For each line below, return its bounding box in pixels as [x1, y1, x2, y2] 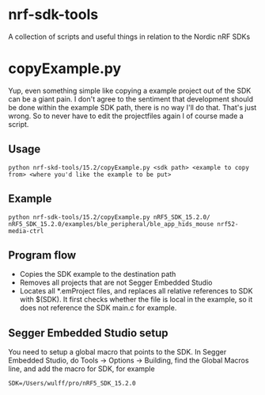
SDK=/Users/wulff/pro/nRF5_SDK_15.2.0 [8, 379, 136, 388]
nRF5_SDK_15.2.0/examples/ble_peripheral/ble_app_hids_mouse [8, 220, 214, 228]
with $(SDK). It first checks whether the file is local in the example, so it [19, 295, 253, 305]
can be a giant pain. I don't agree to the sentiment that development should [8, 94, 253, 104]
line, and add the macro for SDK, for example [8, 364, 156, 374]
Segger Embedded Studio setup [8, 326, 168, 339]
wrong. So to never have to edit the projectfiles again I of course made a [8, 111, 244, 121]
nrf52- [217, 220, 239, 228]
